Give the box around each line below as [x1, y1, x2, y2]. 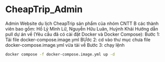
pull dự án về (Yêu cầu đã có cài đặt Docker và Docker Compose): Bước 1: [5, 31, 160, 37]
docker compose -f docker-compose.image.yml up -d [5, 52, 115, 57]
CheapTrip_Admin [5, 4, 83, 15]
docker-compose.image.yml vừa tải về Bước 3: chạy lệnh [5, 42, 125, 48]
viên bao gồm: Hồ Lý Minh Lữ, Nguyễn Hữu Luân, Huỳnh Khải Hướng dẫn [5, 25, 158, 32]
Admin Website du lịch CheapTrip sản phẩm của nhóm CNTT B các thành [5, 20, 159, 26]
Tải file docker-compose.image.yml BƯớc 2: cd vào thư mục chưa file [5, 37, 151, 43]
